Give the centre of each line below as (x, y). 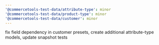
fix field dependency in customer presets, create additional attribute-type (79, 32)
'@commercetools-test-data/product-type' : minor (56, 14)
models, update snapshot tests (36, 37)
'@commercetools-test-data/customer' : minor (51, 18)
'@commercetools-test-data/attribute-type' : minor (58, 9)
